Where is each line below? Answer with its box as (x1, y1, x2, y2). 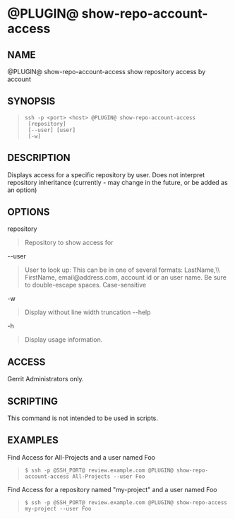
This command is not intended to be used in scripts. (7, 414, 159, 422)
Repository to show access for (24, 239, 114, 247)
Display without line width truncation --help (24, 308, 151, 316)
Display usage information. (24, 335, 103, 344)
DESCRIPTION (7, 152, 71, 164)
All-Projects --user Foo (72, 472, 145, 480)
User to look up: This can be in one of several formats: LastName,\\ (24, 266, 220, 274)
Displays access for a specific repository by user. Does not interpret (7, 170, 205, 179)
